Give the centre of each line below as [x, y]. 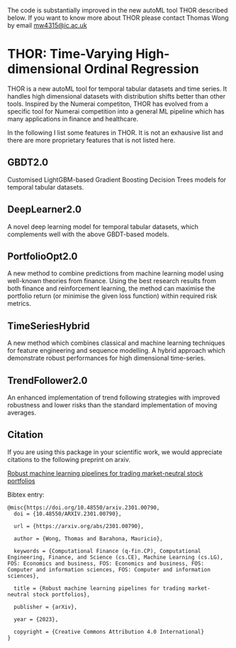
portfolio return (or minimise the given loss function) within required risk [112, 296]
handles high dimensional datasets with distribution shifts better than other [116, 96]
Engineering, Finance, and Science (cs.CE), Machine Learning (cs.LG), [115, 557]
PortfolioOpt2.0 [43, 256]
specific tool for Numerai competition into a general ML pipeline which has [116, 111]
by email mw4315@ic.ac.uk [47, 25]
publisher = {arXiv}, [46, 607]
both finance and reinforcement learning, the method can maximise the [111, 289]
